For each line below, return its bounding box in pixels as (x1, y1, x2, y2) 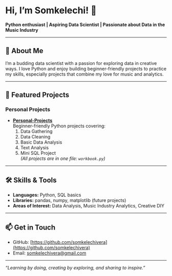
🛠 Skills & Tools (5, 176, 57, 185)
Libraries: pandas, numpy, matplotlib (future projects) (12, 197, 126, 203)
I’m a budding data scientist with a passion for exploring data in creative (5, 60, 157, 66)
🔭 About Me (5, 47, 44, 55)
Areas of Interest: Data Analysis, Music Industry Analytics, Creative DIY (12, 203, 165, 209)
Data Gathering (20, 128, 53, 134)
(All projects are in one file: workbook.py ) (20, 155, 106, 162)
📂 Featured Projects (5, 90, 70, 99)
